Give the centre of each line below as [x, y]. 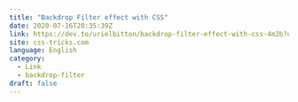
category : [27, 59]
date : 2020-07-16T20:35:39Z [61, 26]
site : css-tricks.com [49, 42]
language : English [43, 51]
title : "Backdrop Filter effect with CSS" [89, 17]
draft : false [33, 83]
